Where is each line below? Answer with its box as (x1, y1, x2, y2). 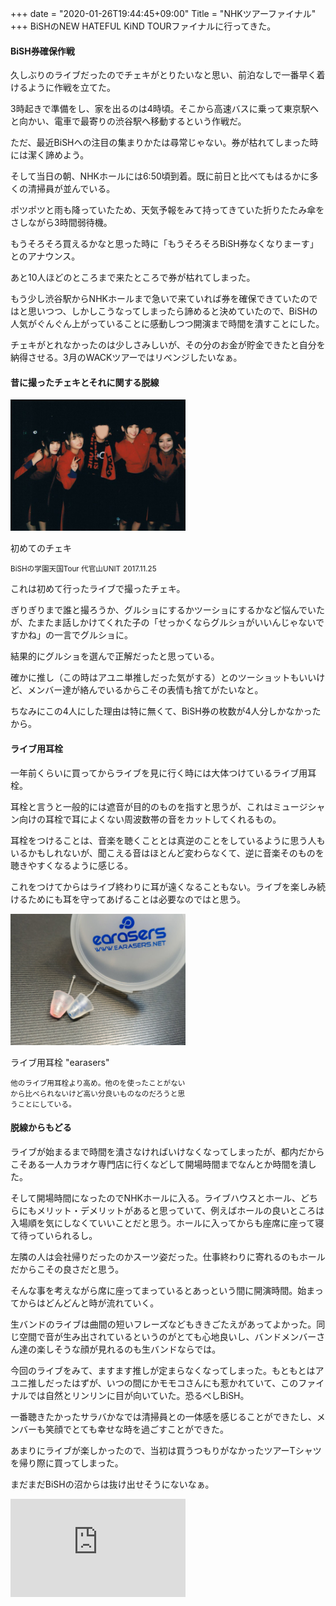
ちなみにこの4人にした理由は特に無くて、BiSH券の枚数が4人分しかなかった (10, 705, 322, 717)
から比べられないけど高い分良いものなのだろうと (10, 1088, 178, 1099)
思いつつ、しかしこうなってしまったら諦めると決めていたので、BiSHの (27, 305, 318, 317)
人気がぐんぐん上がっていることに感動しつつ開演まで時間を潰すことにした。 (10, 318, 325, 330)
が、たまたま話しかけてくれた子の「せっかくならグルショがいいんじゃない (10, 617, 317, 629)
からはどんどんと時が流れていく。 (18, 1297, 160, 1309)
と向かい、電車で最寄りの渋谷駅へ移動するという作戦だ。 (10, 115, 247, 127)
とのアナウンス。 (10, 250, 81, 262)
